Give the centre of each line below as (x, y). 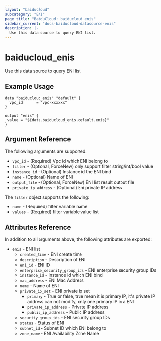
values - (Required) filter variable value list (55, 212)
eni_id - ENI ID (35, 265)
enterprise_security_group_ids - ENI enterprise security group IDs (88, 270)
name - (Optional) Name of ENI (42, 177)
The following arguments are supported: (46, 151)
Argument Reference (38, 139)
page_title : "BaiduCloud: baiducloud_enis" (51, 19)
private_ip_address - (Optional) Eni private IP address (67, 187)
